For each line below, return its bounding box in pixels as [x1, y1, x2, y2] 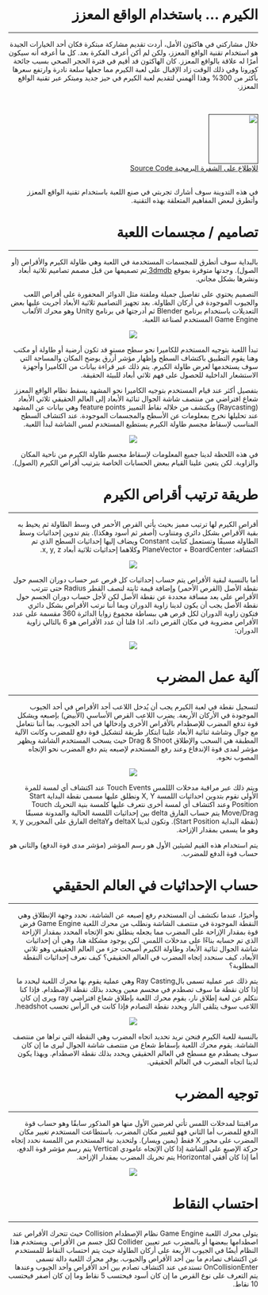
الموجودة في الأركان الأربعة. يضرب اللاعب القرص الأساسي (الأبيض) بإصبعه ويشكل [17, 710, 258, 720]
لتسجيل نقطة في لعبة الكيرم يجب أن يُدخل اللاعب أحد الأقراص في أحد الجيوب [29, 701, 258, 711]
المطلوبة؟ [228, 960, 258, 970]
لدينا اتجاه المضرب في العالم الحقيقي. [147, 1057, 258, 1066]
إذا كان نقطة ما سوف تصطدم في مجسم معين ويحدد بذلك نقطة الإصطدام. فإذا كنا [19, 984, 258, 993]
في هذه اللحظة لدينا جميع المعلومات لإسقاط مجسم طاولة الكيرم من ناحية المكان [21, 449, 258, 459]
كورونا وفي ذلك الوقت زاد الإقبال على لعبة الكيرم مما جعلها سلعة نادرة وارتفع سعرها [12, 64, 258, 74]
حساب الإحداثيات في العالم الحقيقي [52, 876, 258, 894]
